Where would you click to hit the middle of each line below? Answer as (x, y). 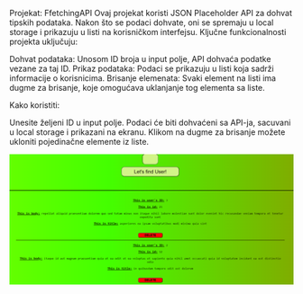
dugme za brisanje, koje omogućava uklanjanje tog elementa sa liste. (138, 88)
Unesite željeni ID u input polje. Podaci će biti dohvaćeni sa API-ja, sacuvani (150, 122)
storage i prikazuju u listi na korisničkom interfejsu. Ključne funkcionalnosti (148, 32)
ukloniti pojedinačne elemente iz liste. (79, 142)
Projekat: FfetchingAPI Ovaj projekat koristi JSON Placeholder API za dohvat (151, 13)
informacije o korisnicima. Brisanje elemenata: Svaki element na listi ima (143, 78)
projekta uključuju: (44, 41)
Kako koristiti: (35, 105)
